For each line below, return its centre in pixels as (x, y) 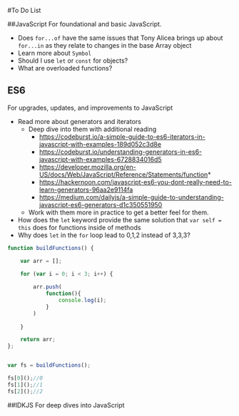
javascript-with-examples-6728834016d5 (100, 159)
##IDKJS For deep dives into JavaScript (66, 405)
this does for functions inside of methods (79, 227)
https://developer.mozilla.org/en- (88, 167)
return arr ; (38, 340)
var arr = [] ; (41, 261)
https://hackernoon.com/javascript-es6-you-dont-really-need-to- (135, 182)
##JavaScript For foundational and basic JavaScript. (85, 24)
